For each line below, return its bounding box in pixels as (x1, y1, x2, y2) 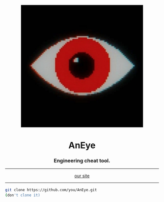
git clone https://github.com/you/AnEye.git (5, 188, 97, 193)
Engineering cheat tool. (53, 157, 111, 164)
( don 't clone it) (5, 193, 41, 198)
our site (74, 173, 90, 179)
